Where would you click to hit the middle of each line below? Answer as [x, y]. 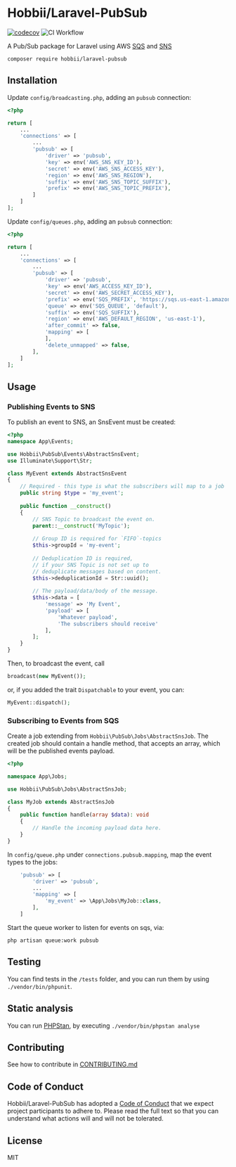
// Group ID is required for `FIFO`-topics [97, 539]
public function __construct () [66, 506]
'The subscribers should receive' [108, 624]
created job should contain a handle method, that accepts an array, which [114, 744]
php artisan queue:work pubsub [53, 940]
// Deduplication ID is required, [83, 558]
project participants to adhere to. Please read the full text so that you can [113, 1111]
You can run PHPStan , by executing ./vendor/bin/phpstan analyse [104, 1026]
